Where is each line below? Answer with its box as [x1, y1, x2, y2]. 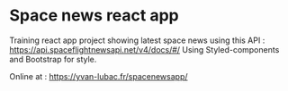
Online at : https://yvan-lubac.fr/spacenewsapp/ [9, 70, 188, 81]
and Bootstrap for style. [9, 54, 97, 64]
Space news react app [9, 5, 179, 26]
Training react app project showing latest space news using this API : [9, 35, 265, 45]
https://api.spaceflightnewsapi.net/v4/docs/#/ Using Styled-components [9, 44, 280, 54]
